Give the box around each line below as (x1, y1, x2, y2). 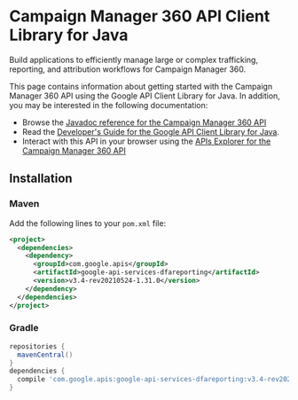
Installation (9, 171, 73, 186)
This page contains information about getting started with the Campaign (9, 81, 273, 91)
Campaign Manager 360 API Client (9, 6, 271, 27)
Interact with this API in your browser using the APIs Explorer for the (21, 136, 271, 146)
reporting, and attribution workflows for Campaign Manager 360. (9, 64, 247, 75)
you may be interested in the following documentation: (9, 99, 208, 110)
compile (17, 375, 46, 384)
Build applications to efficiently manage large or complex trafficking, (9, 54, 259, 65)
